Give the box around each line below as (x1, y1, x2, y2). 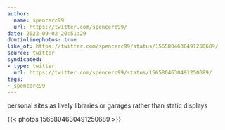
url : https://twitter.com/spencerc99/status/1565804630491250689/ (13, 69, 212, 76)
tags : (7, 75, 23, 83)
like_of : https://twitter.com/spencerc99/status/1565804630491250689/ (7, 43, 219, 50)
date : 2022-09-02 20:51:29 (7, 30, 86, 37)
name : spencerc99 (13, 17, 65, 24)
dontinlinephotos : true (7, 37, 77, 44)
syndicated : (7, 56, 42, 63)
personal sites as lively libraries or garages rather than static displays (7, 101, 208, 110)
